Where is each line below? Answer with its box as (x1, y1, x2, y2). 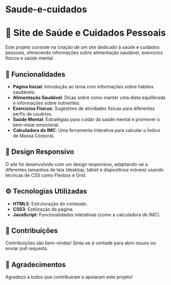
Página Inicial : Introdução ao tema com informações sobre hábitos (12, 83, 154, 89)
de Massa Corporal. (12, 132, 55, 139)
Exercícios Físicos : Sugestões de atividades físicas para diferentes (12, 105, 155, 111)
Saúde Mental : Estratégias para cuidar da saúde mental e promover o (12, 116, 160, 122)
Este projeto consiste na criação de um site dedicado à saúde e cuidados (5, 44, 160, 50)
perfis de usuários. (12, 110, 53, 117)
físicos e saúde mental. (5, 55, 55, 61)
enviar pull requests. (5, 245, 49, 252)
